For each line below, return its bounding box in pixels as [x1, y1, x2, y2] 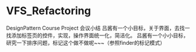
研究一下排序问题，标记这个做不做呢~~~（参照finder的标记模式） [6, 39, 165, 46]
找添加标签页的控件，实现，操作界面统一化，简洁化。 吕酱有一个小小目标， [6, 31, 189, 39]
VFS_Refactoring [6, 4, 92, 18]
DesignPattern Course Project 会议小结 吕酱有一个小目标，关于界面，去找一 [6, 24, 190, 31]
